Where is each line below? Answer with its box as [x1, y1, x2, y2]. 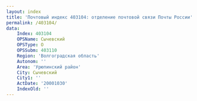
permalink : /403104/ [6, 20, 58, 26]
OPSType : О [17, 42, 44, 48]
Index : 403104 [17, 31, 52, 37]
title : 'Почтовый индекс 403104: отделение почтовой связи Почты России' [6, 14, 193, 20]
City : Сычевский [17, 70, 58, 75]
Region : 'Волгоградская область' [17, 53, 100, 59]
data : [6, 25, 20, 31]
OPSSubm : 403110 [17, 48, 58, 53]
